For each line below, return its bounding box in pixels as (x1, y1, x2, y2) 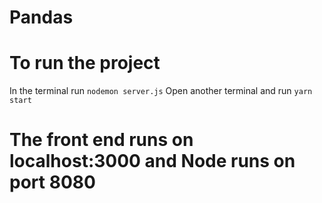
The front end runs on (9, 129, 194, 151)
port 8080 (9, 171, 96, 194)
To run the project (9, 52, 161, 75)
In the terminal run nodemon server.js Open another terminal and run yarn (9, 85, 313, 97)
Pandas (9, 6, 74, 29)
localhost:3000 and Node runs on (9, 150, 296, 173)
